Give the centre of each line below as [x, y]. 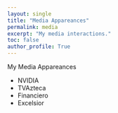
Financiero [33, 95]
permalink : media [33, 27]
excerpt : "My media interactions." [59, 34]
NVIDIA [28, 81]
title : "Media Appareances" [48, 20]
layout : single [29, 14]
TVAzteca [32, 88]
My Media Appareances [42, 67]
